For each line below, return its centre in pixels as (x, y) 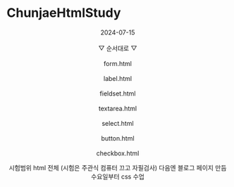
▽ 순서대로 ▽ (118, 48)
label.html (118, 78)
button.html (118, 138)
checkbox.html (118, 153)
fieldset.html (118, 93)
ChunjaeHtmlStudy (64, 13)
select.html (118, 123)
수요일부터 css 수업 (118, 176)
